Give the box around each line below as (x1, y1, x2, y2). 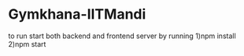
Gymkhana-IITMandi (8, 5, 146, 23)
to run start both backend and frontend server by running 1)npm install (8, 31, 236, 40)
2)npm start (8, 39, 46, 48)
